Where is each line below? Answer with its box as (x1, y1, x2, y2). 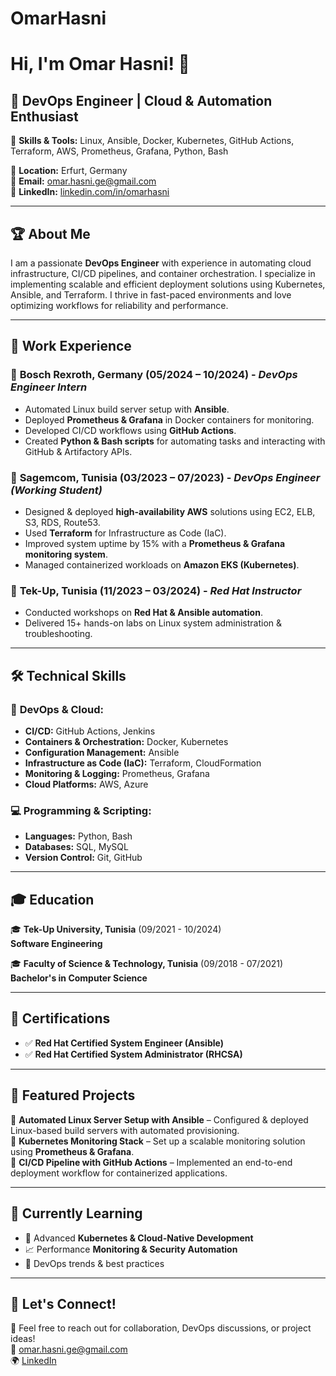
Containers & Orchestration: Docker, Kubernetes (24, 735, 229, 747)
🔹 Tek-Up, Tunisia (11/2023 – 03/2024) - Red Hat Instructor (10, 583, 302, 597)
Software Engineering (10, 938, 103, 950)
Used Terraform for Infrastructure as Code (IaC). (24, 527, 227, 539)
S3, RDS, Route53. (24, 516, 101, 528)
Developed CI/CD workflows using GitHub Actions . (24, 424, 237, 436)
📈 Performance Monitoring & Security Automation (24, 1243, 238, 1255)
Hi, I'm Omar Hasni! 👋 (10, 53, 190, 76)
